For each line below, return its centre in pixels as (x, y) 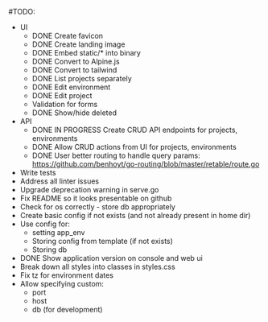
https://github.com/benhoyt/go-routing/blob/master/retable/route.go (146, 164)
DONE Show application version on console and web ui (111, 258)
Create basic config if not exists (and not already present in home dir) (135, 215)
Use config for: (45, 224)
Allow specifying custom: (62, 284)
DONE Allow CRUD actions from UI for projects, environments (134, 147)
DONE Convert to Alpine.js (76, 61)
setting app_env (58, 232)
